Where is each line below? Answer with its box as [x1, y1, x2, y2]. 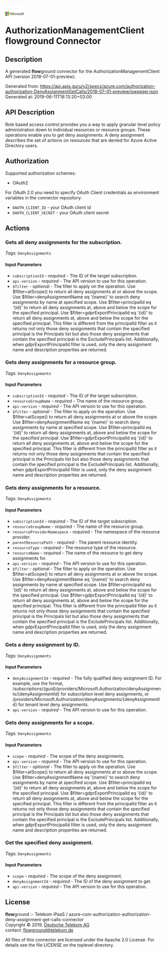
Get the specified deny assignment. [5, 839, 93, 846]
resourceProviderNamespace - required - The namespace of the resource [12, 528, 160, 534]
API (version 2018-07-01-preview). [5, 74, 76, 80]
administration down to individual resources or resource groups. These [5, 126, 151, 133]
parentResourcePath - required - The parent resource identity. [12, 539, 138, 545]
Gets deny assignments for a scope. [5, 719, 94, 726]
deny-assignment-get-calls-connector [5, 916, 84, 922]
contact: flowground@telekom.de [5, 927, 74, 933]
